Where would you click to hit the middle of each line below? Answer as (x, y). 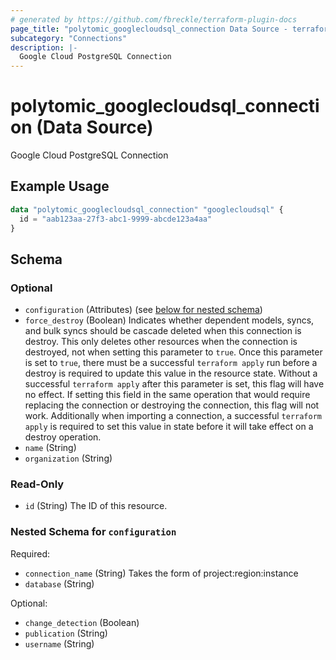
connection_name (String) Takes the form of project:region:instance (161, 573)
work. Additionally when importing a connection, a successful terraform (173, 416)
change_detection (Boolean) (82, 622)
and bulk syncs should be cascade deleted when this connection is (163, 331)
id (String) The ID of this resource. (96, 506)
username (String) (59, 643)
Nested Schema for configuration (93, 532)
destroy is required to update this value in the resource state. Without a (171, 373)
